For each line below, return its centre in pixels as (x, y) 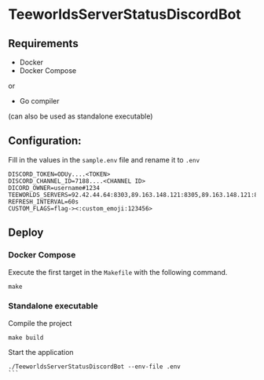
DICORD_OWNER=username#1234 (54, 188)
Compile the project (40, 323)
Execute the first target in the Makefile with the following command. (118, 272)
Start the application (41, 352)
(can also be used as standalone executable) (81, 116)
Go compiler (40, 101)
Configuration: (45, 141)
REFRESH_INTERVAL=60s (44, 202)
